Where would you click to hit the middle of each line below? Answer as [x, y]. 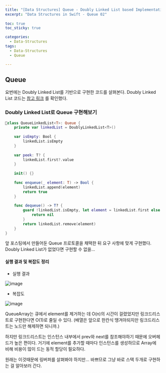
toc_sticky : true [23, 28]
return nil [43, 215]
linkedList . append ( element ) [52, 187]
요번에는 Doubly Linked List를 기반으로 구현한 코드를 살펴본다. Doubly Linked [81, 92]
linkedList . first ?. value [48, 160]
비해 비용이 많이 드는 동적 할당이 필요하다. [45, 349]
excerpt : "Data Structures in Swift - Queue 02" [56, 14]
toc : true [15, 23]
